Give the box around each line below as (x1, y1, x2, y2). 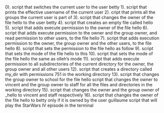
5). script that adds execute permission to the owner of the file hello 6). (5, 25, 148, 31)
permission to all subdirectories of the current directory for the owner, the (5, 61, 154, 67)
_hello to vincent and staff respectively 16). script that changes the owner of (5, 92, 159, 98)
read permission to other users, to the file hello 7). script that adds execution (5, 35, 160, 41)
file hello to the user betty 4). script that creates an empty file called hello (5, 19, 153, 25)
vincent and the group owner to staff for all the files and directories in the (5, 82, 153, 87)
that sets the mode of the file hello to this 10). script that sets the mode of (5, 51, 153, 56)
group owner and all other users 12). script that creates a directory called (5, 66, 152, 72)
